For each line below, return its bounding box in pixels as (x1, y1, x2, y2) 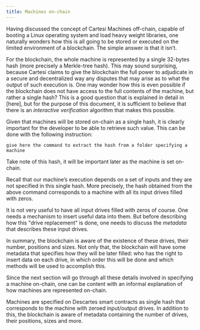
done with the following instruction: (6, 131, 93, 138)
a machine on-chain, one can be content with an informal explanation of (6, 280, 183, 287)
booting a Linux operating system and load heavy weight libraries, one (6, 31, 179, 39)
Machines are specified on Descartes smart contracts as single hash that (6, 298, 186, 305)
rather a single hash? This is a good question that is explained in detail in (6, 94, 185, 101)
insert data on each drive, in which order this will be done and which (6, 256, 174, 263)
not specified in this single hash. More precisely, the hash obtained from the (6, 182, 192, 189)
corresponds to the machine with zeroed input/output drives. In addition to (6, 304, 189, 312)
